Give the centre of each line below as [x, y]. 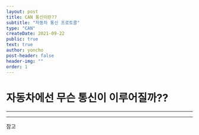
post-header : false [30, 56]
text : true [20, 45]
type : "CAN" [21, 28]
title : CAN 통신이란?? [32, 17]
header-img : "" [25, 61]
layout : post [22, 12]
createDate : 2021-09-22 [36, 34]
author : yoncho [25, 50]
